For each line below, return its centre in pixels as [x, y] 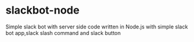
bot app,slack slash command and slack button [63, 33]
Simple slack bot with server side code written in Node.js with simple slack [97, 27]
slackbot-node [42, 10]
